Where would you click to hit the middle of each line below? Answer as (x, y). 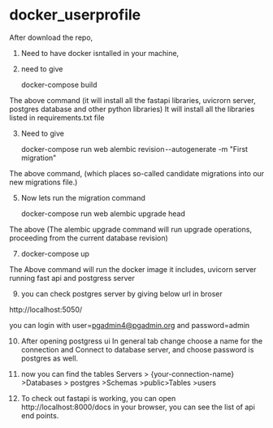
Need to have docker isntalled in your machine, (100, 53)
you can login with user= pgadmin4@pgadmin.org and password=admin (130, 325)
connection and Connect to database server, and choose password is (137, 349)
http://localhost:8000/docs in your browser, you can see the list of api (138, 407)
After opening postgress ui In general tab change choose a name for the (142, 341)
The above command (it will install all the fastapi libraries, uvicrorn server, (132, 100)
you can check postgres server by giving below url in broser (121, 293)
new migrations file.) (43, 182)
